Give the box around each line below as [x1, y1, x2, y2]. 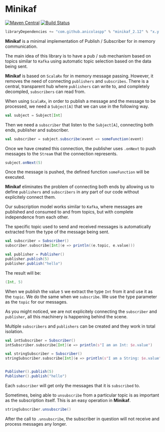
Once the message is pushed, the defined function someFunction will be [5, 169, 150, 175]
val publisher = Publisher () [5, 252, 65, 257]
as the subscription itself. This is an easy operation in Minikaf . [5, 397, 131, 403]
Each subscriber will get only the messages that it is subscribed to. [5, 382, 140, 388]
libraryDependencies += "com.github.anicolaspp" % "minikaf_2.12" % [5, 29, 148, 34]
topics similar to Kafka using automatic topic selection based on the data [5, 58, 151, 64]
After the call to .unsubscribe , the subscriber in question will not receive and [5, 416, 160, 422]
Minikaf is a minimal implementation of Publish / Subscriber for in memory [5, 38, 156, 44]
